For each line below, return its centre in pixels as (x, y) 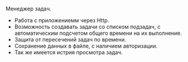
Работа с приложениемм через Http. (62, 20)
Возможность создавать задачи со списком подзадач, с (87, 27)
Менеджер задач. (29, 9)
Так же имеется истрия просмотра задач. (68, 52)
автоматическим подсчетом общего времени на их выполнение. (98, 33)
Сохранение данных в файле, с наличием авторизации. (86, 46)
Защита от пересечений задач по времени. (70, 39)
